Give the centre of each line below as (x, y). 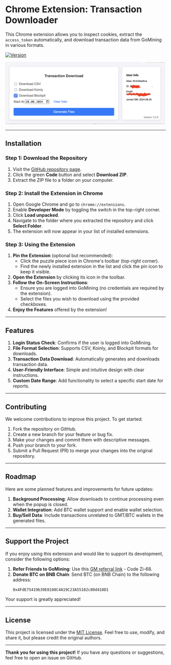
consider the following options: (38, 559)
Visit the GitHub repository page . (47, 169)
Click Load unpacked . (36, 215)
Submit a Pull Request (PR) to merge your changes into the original (82, 450)
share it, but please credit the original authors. (53, 638)
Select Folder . (28, 226)
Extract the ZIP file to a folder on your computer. (63, 180)
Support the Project (37, 542)
